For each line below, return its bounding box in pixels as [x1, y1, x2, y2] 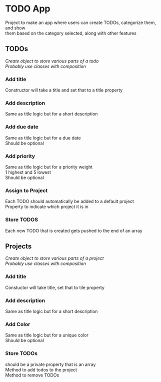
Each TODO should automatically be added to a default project [5, 198, 134, 204]
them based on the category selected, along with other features [5, 30, 136, 36]
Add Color [5, 320, 30, 327]
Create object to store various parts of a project [5, 255, 104, 261]
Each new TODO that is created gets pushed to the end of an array [5, 227, 142, 233]
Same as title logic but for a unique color [5, 332, 89, 338]
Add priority [5, 152, 35, 159]
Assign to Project [5, 187, 48, 194]
